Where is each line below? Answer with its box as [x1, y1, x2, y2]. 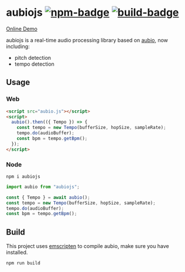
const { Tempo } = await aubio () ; [6, 194, 91, 200]
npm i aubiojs [6, 174, 41, 179]
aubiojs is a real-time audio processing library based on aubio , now [6, 36, 169, 43]
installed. [6, 249, 28, 256]
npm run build [6, 260, 41, 266]
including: [6, 43, 30, 50]
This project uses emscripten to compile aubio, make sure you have [6, 243, 169, 250]
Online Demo [6, 25, 38, 32]
